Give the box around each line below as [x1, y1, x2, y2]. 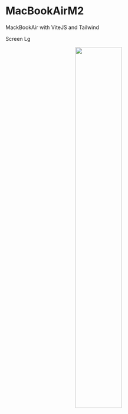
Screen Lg [5, 35, 31, 42]
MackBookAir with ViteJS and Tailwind [5, 24, 100, 31]
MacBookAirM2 [5, 4, 84, 18]
